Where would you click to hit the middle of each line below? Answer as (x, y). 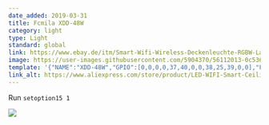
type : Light (28, 38)
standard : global (37, 45)
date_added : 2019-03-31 (48, 16)
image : (19, 61)
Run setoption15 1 (39, 97)
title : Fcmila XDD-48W (46, 23)
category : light (35, 30)
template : (25, 68)
